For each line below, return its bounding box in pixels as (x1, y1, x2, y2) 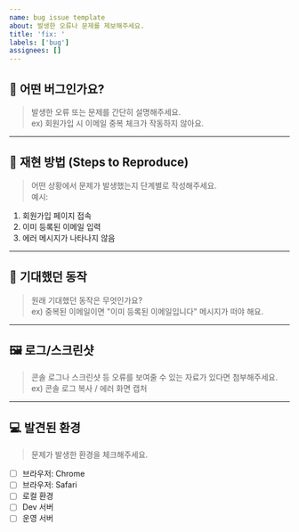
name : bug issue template (9, 12, 105, 22)
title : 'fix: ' (9, 29, 66, 38)
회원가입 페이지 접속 (21, 210, 92, 221)
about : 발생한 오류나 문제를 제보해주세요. (9, 21, 145, 30)
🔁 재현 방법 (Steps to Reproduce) (9, 155, 190, 170)
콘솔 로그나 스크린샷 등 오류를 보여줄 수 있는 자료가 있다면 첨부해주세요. (30, 372, 279, 383)
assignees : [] (9, 46, 62, 55)
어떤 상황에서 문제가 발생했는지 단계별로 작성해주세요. (30, 180, 217, 191)
